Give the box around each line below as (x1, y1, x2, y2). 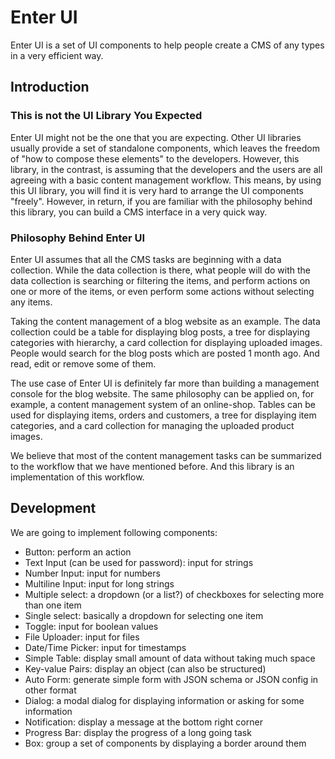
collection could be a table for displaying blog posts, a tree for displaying (10, 326, 311, 338)
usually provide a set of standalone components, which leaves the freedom (10, 142, 320, 154)
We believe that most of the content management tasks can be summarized (10, 449, 322, 461)
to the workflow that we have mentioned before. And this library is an (10, 460, 295, 472)
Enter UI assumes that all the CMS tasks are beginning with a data (10, 253, 282, 265)
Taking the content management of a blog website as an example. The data (10, 315, 321, 327)
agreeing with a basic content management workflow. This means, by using (10, 174, 322, 186)
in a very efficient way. (10, 49, 104, 61)
